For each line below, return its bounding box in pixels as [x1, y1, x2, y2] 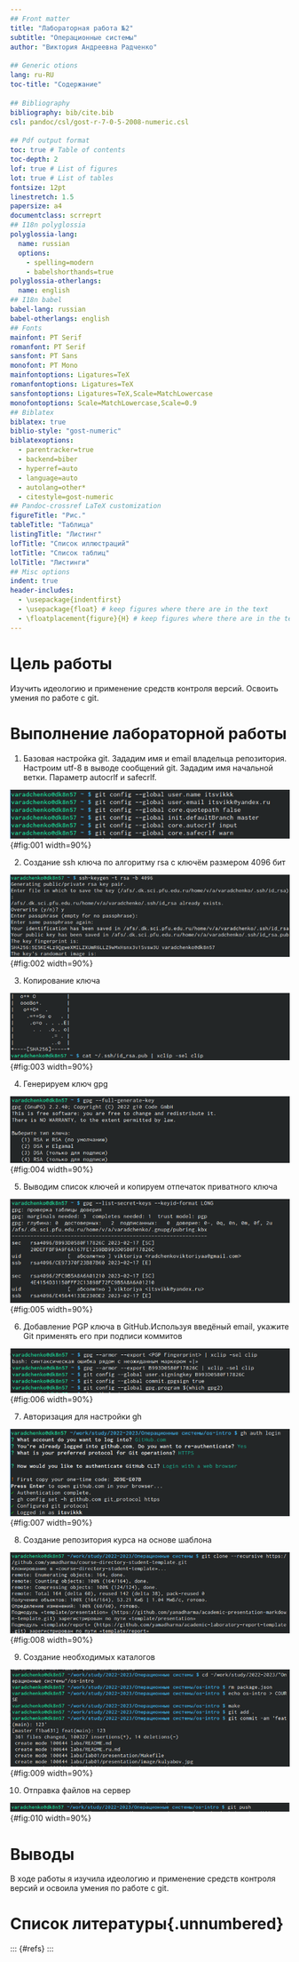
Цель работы [10, 653, 113, 674]
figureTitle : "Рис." [10, 511, 87, 520]
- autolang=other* [18, 483, 87, 492]
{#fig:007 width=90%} [10, 1518, 93, 1528]
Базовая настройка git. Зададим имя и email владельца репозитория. [22, 753, 287, 763]
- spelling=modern [26, 258, 94, 267]
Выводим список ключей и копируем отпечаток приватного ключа [22, 1182, 278, 1192]
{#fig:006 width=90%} [10, 1394, 94, 1405]
